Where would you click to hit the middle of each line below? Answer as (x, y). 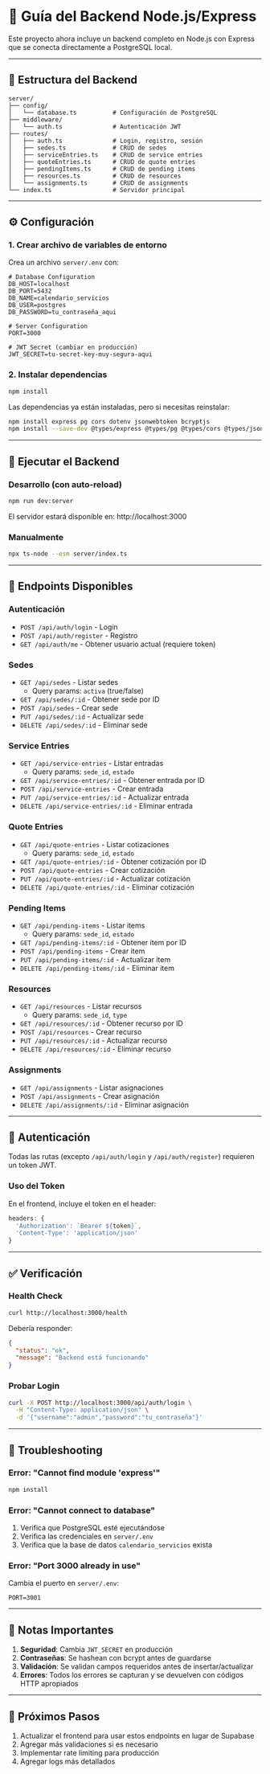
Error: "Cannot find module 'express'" (84, 1473)
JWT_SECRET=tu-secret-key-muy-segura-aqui (80, 354)
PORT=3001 (25, 1598)
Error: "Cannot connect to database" (82, 1510)
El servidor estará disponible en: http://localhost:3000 (98, 516)
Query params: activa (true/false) (88, 691)
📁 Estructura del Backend (73, 80)
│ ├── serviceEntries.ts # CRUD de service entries (106, 155)
